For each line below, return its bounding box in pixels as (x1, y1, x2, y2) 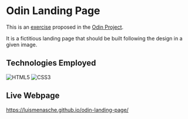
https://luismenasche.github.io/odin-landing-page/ (6, 106, 129, 113)
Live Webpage (6, 91, 60, 101)
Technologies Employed (6, 58, 96, 68)
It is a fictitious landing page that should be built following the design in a (6, 35, 183, 42)
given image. (6, 41, 38, 48)
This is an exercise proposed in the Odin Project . (6, 23, 124, 30)
